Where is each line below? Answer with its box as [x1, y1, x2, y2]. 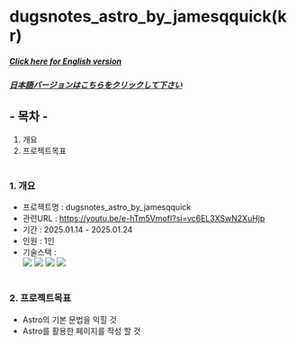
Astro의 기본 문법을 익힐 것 [22, 313, 117, 325]
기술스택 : [22, 247, 57, 258]
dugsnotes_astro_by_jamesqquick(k [9, 6, 287, 27]
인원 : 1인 [22, 236, 56, 247]
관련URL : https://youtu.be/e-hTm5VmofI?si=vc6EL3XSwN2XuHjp [22, 213, 265, 224]
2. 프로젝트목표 [9, 292, 72, 304]
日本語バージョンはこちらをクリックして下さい [9, 79, 183, 91]
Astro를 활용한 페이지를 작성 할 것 [22, 325, 141, 336]
